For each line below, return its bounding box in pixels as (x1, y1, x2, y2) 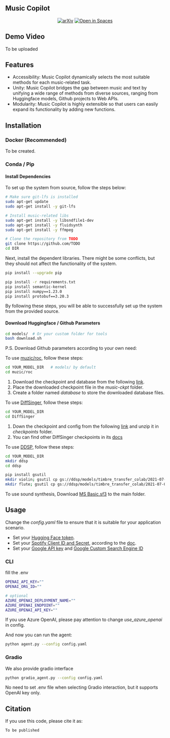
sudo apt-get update (5, 199, 49, 204)
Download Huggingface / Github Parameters (5, 320, 100, 326)
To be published (5, 728, 39, 733)
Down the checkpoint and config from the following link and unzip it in (12, 423, 159, 429)
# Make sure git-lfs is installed (5, 194, 78, 200)
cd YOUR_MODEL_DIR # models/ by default (5, 365, 96, 370)
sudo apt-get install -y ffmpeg (5, 227, 73, 232)
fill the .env (5, 570, 29, 576)
